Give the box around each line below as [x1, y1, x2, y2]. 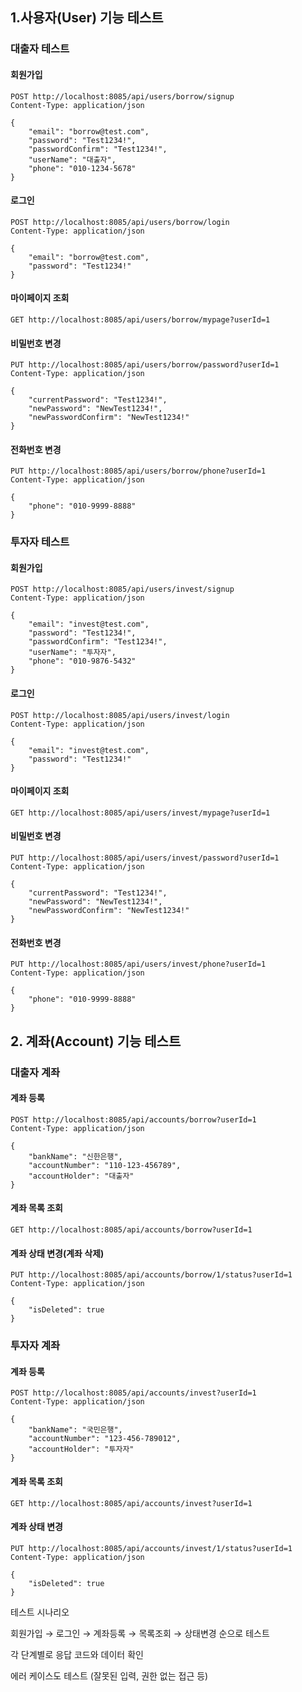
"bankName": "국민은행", [28, 1425, 123, 1435]
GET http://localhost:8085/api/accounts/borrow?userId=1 [10, 1224, 253, 1235]
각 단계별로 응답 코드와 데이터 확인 [10, 1648, 144, 1660]
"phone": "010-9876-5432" [28, 656, 137, 667]
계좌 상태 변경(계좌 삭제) [10, 1247, 105, 1259]
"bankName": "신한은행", [28, 1151, 123, 1162]
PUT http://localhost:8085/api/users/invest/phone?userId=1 [10, 959, 267, 970]
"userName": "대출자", [28, 154, 117, 165]
